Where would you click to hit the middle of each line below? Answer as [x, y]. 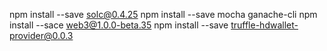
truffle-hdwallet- [264, 25]
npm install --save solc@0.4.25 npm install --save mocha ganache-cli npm [163, 14]
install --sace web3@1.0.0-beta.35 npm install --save [119, 25]
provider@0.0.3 [41, 35]
